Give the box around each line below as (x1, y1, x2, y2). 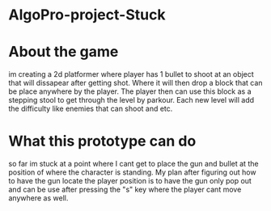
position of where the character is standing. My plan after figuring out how (8, 167, 256, 177)
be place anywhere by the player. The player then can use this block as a (8, 87, 252, 96)
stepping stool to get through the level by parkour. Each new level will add (8, 95, 255, 105)
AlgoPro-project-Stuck (8, 6, 166, 24)
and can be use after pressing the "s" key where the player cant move (8, 184, 242, 195)
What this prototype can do (8, 132, 197, 150)
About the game (8, 43, 119, 61)
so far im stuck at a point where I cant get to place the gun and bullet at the (8, 159, 259, 169)
